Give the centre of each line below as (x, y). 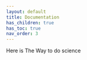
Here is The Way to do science (43, 50)
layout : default (26, 12)
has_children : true (30, 23)
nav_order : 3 (22, 34)
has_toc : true (24, 28)
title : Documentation (33, 17)
